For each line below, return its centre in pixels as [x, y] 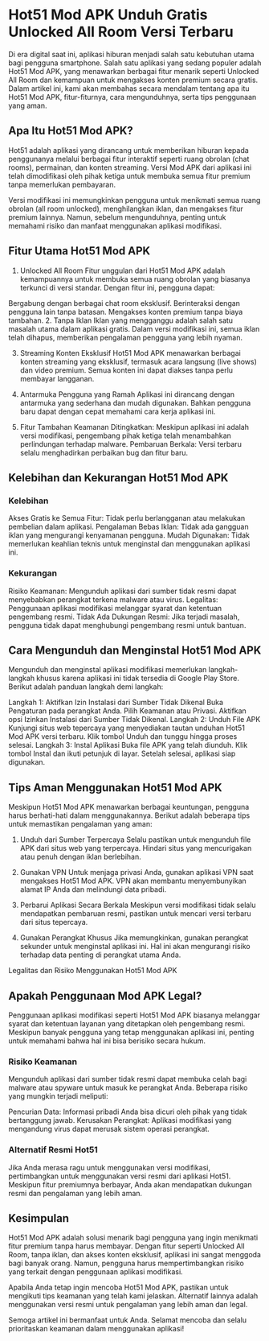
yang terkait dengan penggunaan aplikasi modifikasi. [96, 1272]
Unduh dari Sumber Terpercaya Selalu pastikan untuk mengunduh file [135, 840]
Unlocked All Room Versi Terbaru [121, 32]
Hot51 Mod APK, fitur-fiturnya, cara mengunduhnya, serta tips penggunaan [132, 97]
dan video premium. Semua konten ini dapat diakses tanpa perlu [126, 370]
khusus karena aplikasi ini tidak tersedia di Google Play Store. [137, 679]
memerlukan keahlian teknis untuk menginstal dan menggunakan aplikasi [129, 544]
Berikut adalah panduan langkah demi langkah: [86, 687]
